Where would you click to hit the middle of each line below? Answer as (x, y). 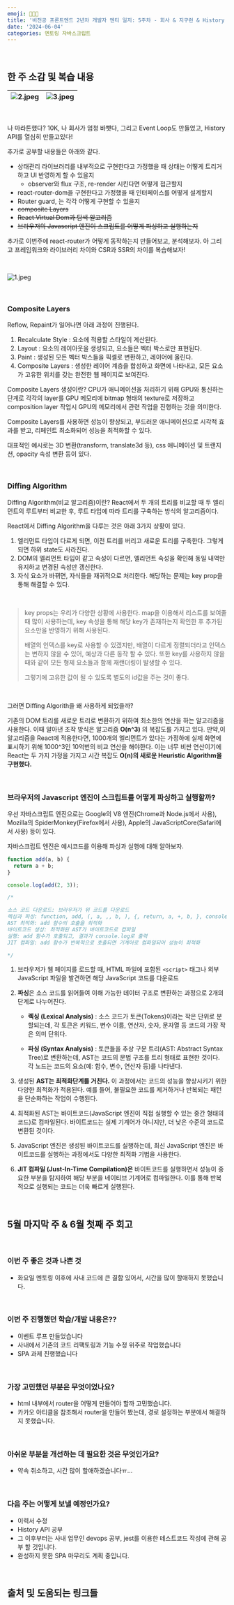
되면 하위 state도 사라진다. (53, 549)
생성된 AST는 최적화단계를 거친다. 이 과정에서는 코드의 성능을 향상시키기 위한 (122, 1081)
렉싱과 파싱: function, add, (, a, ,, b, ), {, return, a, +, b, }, (105, 917)
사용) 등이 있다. (35, 831)
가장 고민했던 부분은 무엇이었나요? (61, 1386)
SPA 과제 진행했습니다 (47, 1353)
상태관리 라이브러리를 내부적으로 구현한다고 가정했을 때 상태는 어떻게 (110, 167)
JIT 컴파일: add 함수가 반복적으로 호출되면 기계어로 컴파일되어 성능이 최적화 (104, 942)
